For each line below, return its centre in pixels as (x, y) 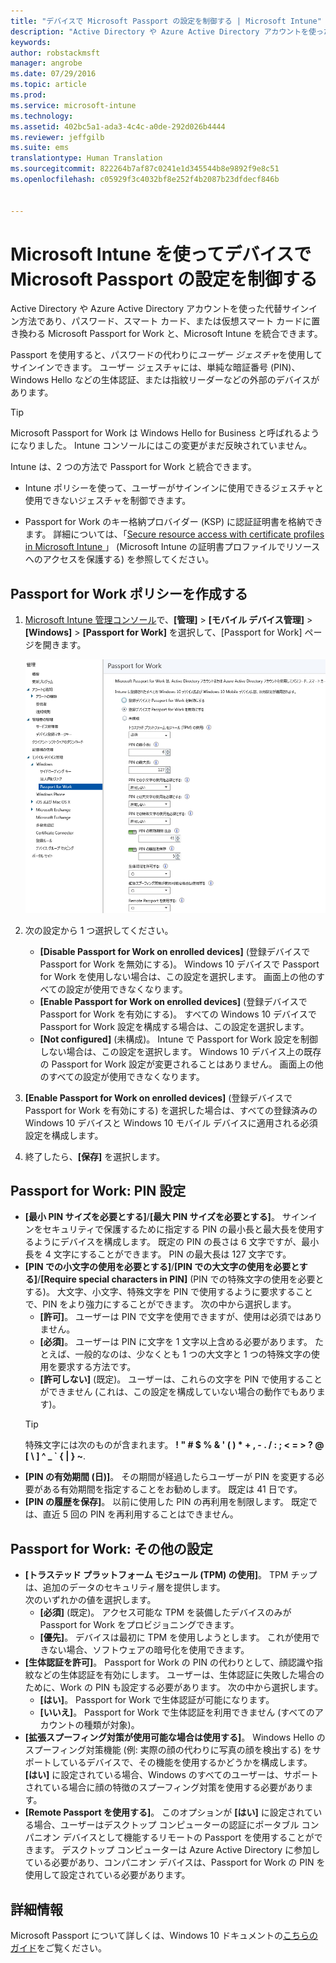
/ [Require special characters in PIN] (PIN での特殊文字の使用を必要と (181, 1279)
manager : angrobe (46, 63)
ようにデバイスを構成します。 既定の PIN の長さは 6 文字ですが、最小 (176, 1242)
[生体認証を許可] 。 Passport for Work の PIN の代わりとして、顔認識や (169, 1662)
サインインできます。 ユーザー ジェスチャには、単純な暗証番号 (139, 367)
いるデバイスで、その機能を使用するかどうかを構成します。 (190, 1762)
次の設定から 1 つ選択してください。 (99, 930)
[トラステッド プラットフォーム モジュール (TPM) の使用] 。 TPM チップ (171, 1575)
